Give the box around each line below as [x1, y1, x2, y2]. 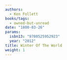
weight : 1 [5, 47, 25, 52]
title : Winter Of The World [5, 43, 63, 48]
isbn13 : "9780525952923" [9, 34, 60, 39]
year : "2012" [9, 39, 36, 44]
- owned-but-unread [9, 20, 49, 26]
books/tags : [5, 16, 29, 21]
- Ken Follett [9, 12, 38, 16]
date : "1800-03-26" [5, 25, 45, 30]
